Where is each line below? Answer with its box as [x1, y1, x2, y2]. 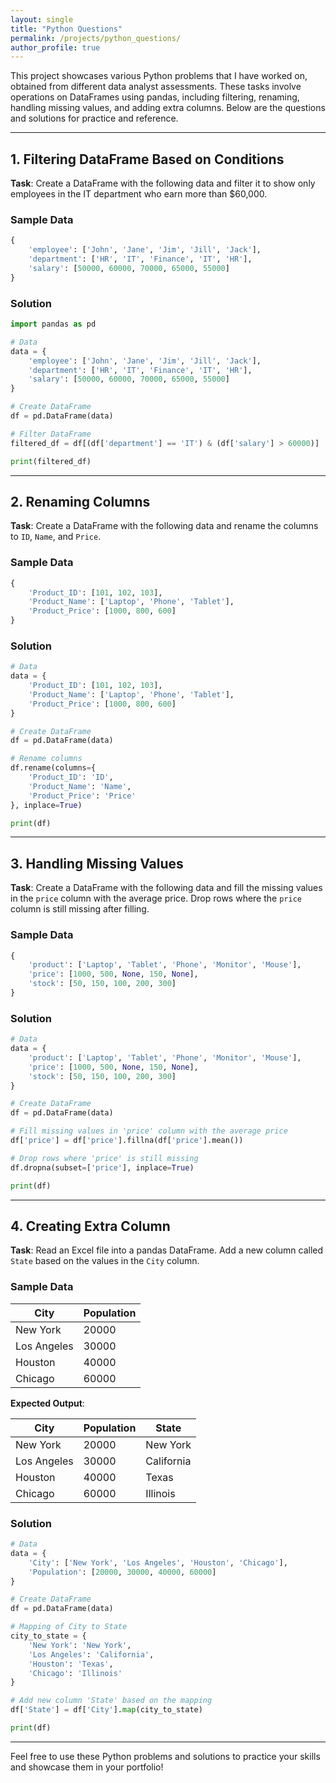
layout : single [10, 14, 74, 25]
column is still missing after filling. [10, 903, 150, 915]
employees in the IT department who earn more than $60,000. [10, 188, 268, 200]
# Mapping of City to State [10, 1622, 128, 1632]
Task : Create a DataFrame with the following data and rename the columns [10, 520, 319, 532]
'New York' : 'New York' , [28, 1640, 132, 1650]
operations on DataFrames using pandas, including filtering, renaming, [10, 91, 300, 103]
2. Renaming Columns [10, 493, 151, 510]
